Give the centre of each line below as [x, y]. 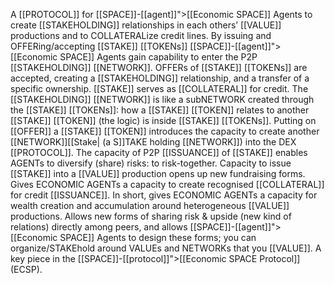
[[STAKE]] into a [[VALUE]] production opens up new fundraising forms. [158, 173]
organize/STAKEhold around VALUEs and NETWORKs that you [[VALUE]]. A [166, 248]
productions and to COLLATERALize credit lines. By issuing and [141, 35]
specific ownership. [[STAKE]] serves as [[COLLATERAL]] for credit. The [159, 88]
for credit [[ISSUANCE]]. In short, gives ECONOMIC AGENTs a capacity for [164, 195]
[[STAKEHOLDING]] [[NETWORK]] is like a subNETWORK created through [162, 99]
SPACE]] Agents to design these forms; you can [158, 237]
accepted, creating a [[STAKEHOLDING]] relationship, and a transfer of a [160, 78]
